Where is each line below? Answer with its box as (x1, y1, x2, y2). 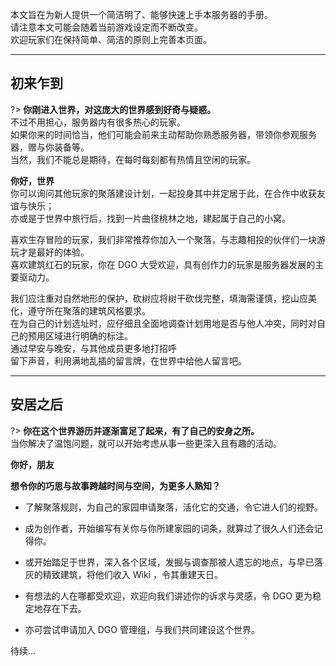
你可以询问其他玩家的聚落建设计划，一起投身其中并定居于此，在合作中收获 (10, 187, 317, 199)
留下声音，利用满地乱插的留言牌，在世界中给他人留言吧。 (10, 354, 247, 367)
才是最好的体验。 (18, 246, 90, 258)
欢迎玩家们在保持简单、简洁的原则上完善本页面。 (10, 34, 212, 45)
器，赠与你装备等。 (10, 141, 90, 153)
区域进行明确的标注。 (44, 329, 133, 342)
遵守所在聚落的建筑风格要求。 (27, 304, 151, 317)
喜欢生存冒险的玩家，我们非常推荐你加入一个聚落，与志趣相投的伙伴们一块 (10, 233, 317, 245)
